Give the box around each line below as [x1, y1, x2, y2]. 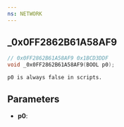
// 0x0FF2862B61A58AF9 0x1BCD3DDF [7, 55, 109, 62]
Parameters [7, 93, 60, 105]
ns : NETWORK [7, 10, 42, 18]
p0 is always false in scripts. [7, 74, 102, 81]
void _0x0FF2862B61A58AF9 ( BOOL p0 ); [7, 61, 115, 69]
